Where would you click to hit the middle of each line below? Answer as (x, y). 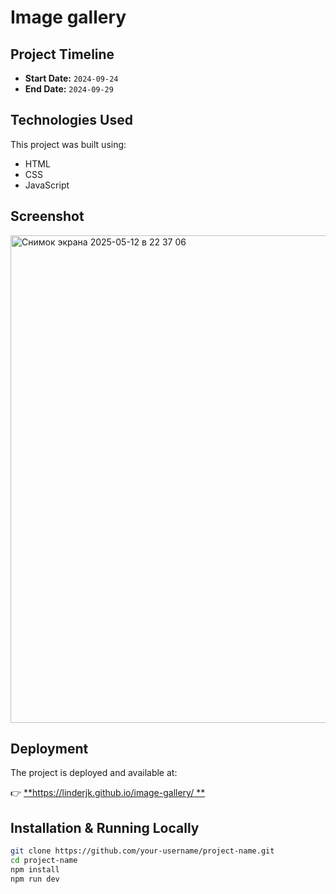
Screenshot (47, 216)
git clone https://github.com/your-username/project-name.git (142, 851)
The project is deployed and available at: (94, 773)
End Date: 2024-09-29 (69, 89)
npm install (35, 870)
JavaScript (47, 185)
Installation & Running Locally (105, 827)
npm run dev (35, 879)
